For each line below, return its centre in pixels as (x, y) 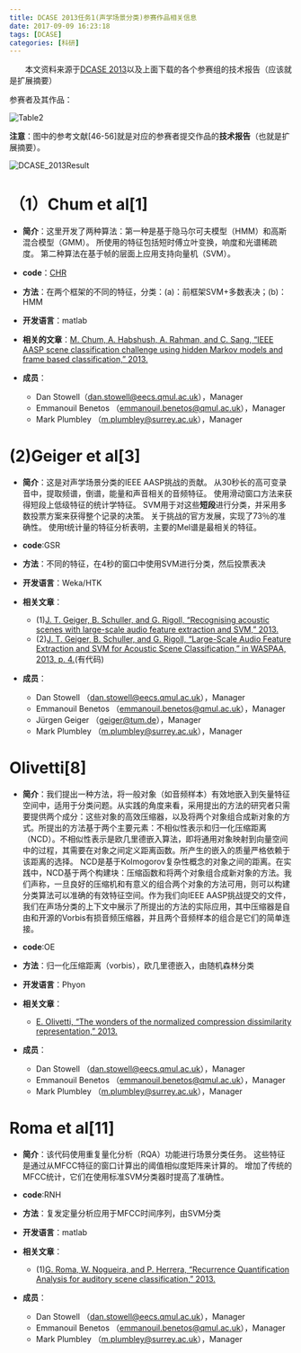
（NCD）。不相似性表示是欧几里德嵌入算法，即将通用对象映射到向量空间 (155, 839)
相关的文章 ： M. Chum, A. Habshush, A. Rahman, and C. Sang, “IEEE (148, 340)
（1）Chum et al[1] (79, 205)
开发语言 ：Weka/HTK (62, 583)
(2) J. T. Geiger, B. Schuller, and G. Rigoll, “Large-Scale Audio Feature (164, 639)
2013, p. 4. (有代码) (70, 659)
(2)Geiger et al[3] (75, 456)
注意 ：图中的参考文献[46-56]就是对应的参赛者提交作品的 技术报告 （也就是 (146, 137)
